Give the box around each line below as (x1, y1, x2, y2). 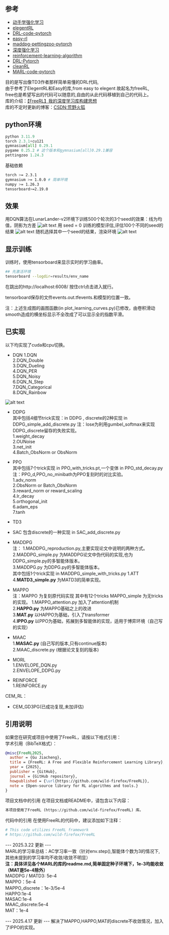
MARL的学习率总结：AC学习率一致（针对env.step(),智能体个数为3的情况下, (5, 848, 160, 854)
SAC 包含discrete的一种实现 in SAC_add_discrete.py (12, 529, 121, 535)
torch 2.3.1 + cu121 (5, 139, 44, 144)
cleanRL (12, 63, 30, 69)
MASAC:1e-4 (5, 896, 32, 902)
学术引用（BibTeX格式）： (5, 740, 57, 747)
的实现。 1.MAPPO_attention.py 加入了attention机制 (12, 599, 119, 605)
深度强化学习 (12, 47, 39, 53)
